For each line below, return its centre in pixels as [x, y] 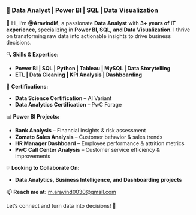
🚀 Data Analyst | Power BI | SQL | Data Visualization [82, 10]
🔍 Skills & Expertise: [32, 55]
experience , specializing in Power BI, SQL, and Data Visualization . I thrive [98, 30]
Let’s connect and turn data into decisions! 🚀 [61, 206]
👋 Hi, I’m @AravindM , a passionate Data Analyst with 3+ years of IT [91, 23]
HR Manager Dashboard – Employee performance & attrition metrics [99, 143]
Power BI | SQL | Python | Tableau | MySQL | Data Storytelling [93, 69]
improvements [33, 156]
